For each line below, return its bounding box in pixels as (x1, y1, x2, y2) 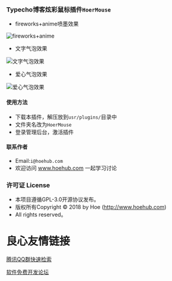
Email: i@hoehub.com (15, 157, 64, 164)
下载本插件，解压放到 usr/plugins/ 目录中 (15, 113, 117, 121)
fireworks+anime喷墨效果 (15, 20, 79, 28)
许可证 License (6, 180, 50, 189)
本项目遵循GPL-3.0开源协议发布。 (15, 196, 100, 203)
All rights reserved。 (15, 211, 67, 218)
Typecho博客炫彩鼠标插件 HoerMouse (6, 5, 111, 13)
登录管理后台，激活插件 (15, 128, 74, 136)
